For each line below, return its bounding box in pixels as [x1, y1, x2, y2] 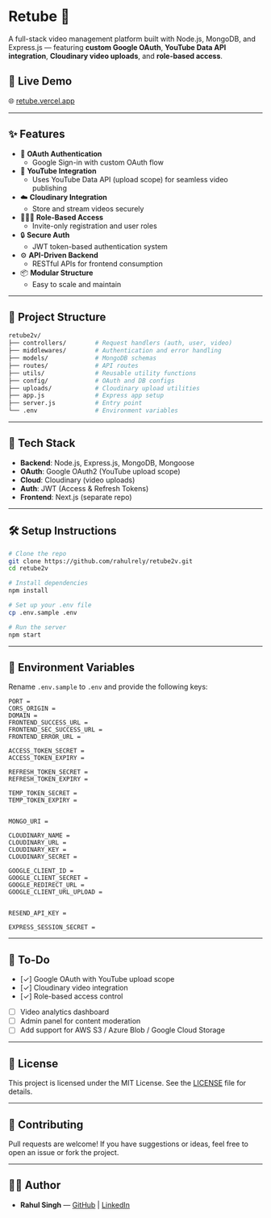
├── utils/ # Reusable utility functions [8, 369, 197, 377]
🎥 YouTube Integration [19, 165, 97, 176]
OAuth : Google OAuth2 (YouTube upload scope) [19, 466, 181, 476]
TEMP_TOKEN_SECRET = [8, 790, 78, 798]
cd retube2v [8, 565, 48, 573]
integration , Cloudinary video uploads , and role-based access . [8, 51, 223, 60]
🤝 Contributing [8, 1117, 84, 1132]
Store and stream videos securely [31, 203, 144, 213]
